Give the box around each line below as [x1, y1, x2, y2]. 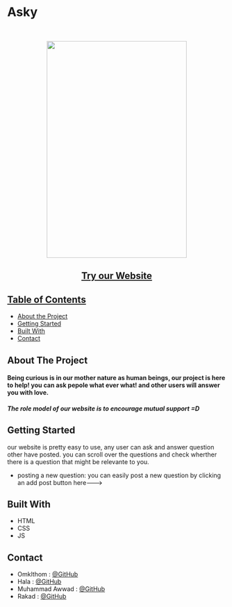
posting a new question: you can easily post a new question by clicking [17, 471, 221, 479]
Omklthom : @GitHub [17, 570, 78, 579]
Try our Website [81, 270, 153, 282]
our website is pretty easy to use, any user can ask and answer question [7, 443, 215, 451]
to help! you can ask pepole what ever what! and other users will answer [7, 381, 220, 389]
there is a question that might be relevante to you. [7, 457, 149, 465]
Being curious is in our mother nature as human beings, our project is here [7, 374, 226, 382]
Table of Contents [7, 293, 87, 305]
